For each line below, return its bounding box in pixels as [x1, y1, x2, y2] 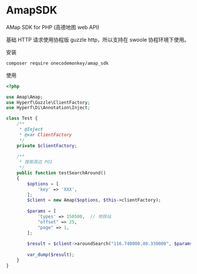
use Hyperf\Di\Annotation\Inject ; [6, 105, 91, 111]
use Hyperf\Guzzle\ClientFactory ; [6, 99, 91, 106]
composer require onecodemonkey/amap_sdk [6, 60, 109, 66]
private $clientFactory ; [16, 143, 77, 148]
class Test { [6, 116, 38, 121]
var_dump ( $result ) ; [27, 252, 75, 258]
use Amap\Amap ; [6, 94, 43, 100]
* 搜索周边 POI [19, 159, 53, 165]
